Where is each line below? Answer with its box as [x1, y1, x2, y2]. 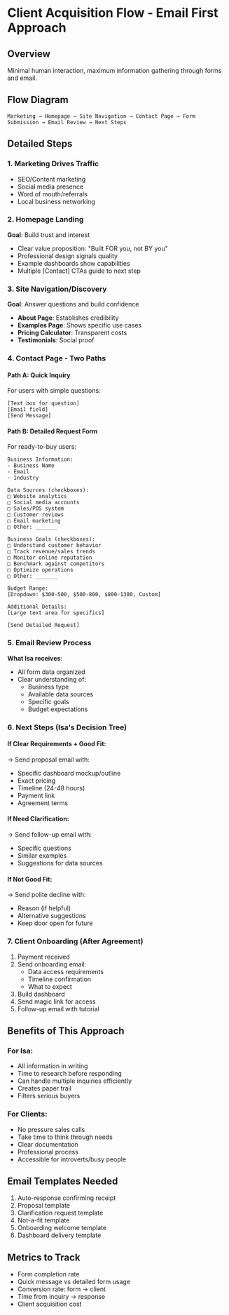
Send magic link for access [17, 997, 96, 1006]
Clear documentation [17, 1140, 78, 1148]
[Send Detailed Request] [7, 622, 80, 629]
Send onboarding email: [17, 959, 87, 969]
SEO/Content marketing [17, 175, 86, 183]
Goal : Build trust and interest [7, 230, 90, 239]
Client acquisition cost [17, 1300, 82, 1309]
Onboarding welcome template [17, 1224, 107, 1232]
